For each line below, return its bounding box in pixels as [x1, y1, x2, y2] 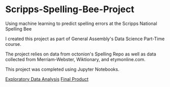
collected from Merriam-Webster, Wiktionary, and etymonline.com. [5, 56, 145, 62]
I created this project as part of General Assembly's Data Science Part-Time [5, 36, 165, 42]
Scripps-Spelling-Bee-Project [5, 4, 134, 15]
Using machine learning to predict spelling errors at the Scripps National [5, 20, 157, 26]
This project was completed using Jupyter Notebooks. [5, 66, 119, 72]
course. [5, 41, 21, 47]
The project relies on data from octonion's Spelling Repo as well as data [5, 51, 157, 57]
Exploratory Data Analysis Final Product [5, 76, 89, 82]
